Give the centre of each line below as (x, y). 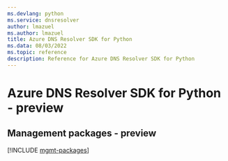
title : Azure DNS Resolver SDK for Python (70, 40)
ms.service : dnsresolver (43, 20)
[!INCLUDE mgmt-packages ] (48, 150)
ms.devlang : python (36, 14)
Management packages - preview (82, 134)
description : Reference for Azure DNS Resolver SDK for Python (101, 59)
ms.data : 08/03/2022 (37, 46)
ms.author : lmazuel (36, 33)
